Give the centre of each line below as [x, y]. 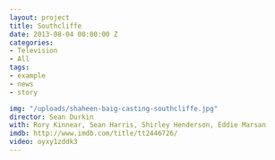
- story [24, 92]
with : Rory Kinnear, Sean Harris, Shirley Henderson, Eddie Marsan [138, 125]
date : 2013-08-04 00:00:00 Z [64, 34]
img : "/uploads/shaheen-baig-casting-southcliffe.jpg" [114, 108]
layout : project [39, 17]
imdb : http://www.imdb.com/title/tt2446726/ [94, 134]
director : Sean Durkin [52, 117]
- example [28, 76]
